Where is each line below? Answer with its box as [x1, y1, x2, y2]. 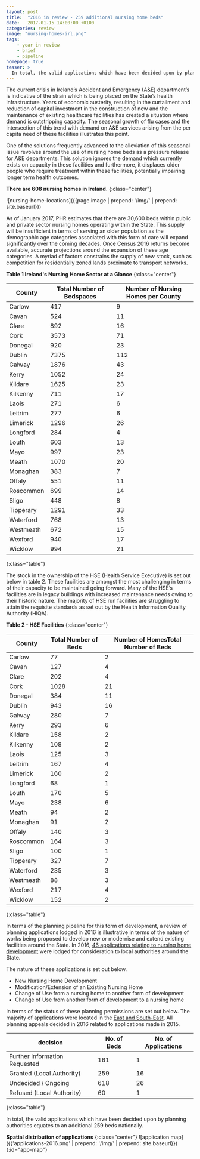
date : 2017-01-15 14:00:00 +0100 [6, 20, 95, 26]
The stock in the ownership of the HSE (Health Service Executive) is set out [6, 572, 191, 579]
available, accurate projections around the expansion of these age [6, 246, 168, 254]
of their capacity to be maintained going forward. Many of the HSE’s [6, 584, 173, 591]
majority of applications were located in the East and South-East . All [6, 1014, 173, 1021]
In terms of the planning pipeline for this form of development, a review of [6, 923, 187, 930]
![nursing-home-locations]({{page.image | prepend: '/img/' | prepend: [6, 197, 177, 204]
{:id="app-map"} [6, 1146, 48, 1154]
